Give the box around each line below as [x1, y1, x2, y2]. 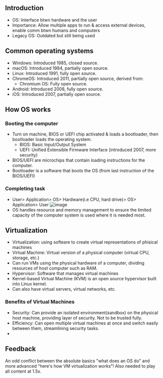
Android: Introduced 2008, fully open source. [12, 86, 104, 92]
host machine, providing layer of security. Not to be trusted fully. [12, 315, 142, 321]
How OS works [5, 106, 51, 114]
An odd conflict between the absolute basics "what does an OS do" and [5, 358, 150, 364]
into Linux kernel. [12, 281, 47, 287]
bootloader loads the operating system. [12, 136, 92, 142]
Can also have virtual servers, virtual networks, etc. [12, 286, 116, 292]
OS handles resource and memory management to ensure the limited [12, 207, 152, 213]
